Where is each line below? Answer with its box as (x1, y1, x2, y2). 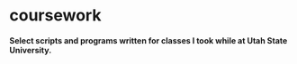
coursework (9, 5, 102, 26)
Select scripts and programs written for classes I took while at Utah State (9, 35, 288, 45)
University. (9, 44, 52, 55)
